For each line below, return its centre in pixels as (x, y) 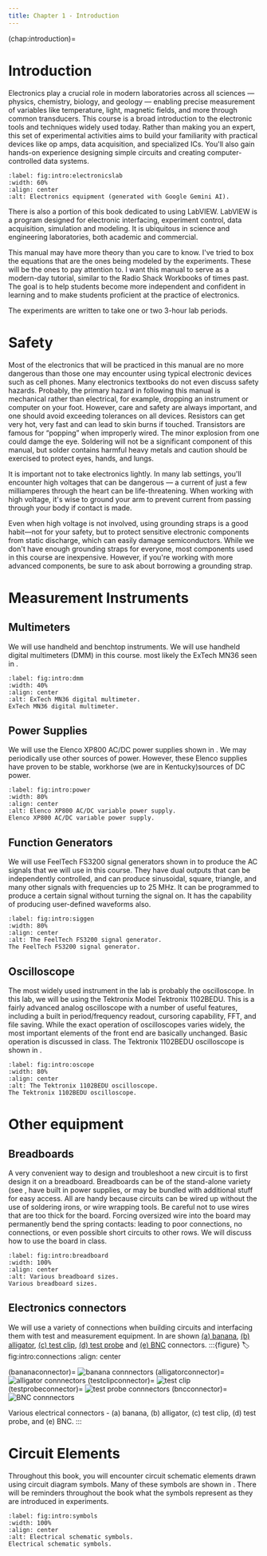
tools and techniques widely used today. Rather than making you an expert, (132, 127)
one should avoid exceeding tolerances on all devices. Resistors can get (127, 416)
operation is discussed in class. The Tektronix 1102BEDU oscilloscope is (126, 1041)
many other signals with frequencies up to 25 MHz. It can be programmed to (134, 888)
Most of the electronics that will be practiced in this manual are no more (126, 365)
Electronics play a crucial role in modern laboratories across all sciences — (132, 93)
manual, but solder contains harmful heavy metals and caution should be (128, 449)
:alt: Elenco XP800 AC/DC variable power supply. (92, 811)
